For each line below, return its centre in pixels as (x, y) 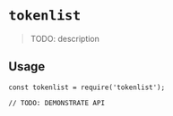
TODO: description (65, 38)
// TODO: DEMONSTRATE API (56, 103)
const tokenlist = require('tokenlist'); (87, 87)
